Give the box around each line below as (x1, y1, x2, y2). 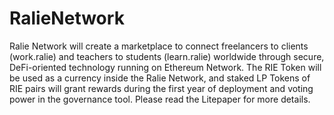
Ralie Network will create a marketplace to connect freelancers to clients (9, 40, 309, 52)
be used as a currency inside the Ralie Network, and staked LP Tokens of (9, 72, 311, 84)
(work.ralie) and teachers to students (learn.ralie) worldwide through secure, (9, 50, 325, 62)
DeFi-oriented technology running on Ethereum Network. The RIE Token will (9, 61, 322, 73)
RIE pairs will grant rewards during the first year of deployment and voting (9, 82, 314, 94)
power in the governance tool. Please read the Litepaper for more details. (9, 93, 311, 105)
